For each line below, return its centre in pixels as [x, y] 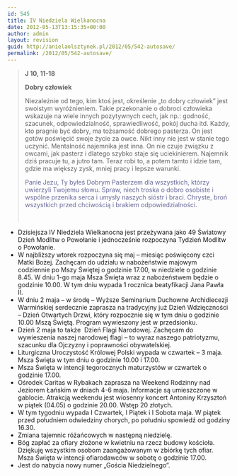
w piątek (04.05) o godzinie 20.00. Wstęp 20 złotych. [95, 405]
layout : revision [33, 40]
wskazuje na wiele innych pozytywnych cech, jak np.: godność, [117, 116]
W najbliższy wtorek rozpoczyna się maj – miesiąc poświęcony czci [116, 255]
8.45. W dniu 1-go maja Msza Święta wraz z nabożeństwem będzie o [118, 277]
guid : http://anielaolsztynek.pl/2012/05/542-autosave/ [91, 47]
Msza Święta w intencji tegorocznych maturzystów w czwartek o [112, 367]
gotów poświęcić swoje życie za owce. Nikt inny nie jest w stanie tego [127, 138]
